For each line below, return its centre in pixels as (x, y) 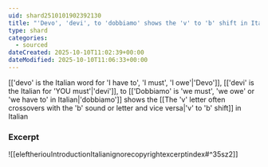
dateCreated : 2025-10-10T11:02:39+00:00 (77, 52)
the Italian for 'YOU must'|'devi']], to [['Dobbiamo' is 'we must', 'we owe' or (132, 91)
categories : (28, 38)
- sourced (32, 45)
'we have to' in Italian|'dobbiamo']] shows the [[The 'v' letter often (117, 99)
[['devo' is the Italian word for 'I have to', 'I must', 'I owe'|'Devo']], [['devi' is (131, 82)
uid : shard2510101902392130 (55, 16)
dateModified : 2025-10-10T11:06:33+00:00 (78, 60)
